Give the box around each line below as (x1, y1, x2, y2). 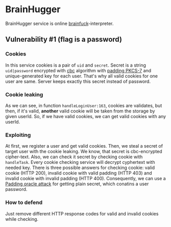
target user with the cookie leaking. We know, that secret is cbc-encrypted (5, 149, 162, 155)
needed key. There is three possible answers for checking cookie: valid (5, 164, 155, 171)
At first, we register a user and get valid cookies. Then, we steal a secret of (5, 143, 163, 149)
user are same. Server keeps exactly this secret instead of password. (5, 78, 151, 84)
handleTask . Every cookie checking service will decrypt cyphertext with (5, 159, 155, 165)
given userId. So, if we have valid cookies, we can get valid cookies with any (5, 113, 166, 119)
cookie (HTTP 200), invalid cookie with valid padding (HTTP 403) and (5, 170, 152, 176)
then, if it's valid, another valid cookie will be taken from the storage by (5, 108, 155, 114)
